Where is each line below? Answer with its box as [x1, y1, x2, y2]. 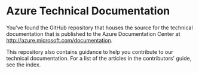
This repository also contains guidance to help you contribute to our [6, 48, 173, 55]
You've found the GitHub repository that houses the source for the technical [6, 24, 193, 31]
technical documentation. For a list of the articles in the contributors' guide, [6, 54, 192, 62]
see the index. [6, 61, 41, 68]
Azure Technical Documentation [6, 4, 170, 18]
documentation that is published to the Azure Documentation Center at [6, 30, 180, 37]
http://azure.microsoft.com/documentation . [6, 36, 113, 44]
